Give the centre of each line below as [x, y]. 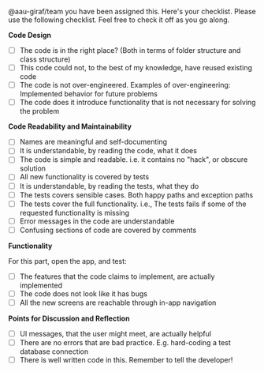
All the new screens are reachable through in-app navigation [118, 302]
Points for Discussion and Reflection [69, 318]
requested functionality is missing [74, 212]
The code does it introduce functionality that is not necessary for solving [138, 103]
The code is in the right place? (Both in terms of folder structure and [130, 50]
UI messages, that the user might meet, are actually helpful [115, 334]
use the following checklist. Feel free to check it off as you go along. [119, 20]
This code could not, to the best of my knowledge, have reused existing [136, 68]
